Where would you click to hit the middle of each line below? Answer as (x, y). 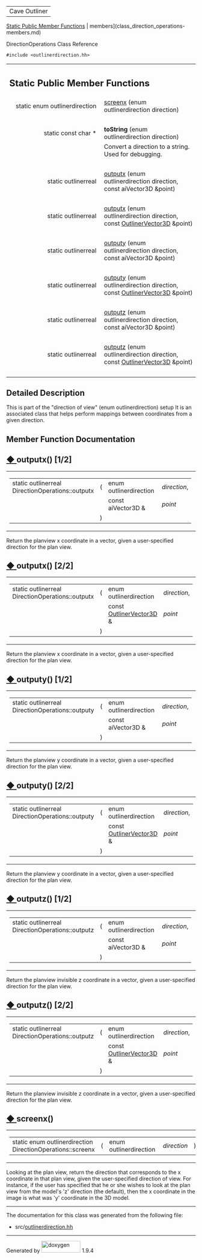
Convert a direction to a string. (147, 146)
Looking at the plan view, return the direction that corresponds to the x (94, 1172)
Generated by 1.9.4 (50, 1251)
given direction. (26, 420)
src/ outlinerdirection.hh (44, 1227)
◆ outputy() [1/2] (39, 679)
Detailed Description (46, 393)
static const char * (70, 133)
